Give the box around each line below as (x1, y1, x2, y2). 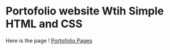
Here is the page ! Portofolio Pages (5, 37, 93, 44)
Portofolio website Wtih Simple (5, 4, 164, 18)
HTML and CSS (5, 17, 83, 31)
